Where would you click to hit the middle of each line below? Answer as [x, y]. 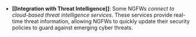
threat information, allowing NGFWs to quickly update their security [107, 21]
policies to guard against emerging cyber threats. [72, 27]
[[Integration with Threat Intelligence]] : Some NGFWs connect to [93, 9]
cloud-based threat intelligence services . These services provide [92, 15]
